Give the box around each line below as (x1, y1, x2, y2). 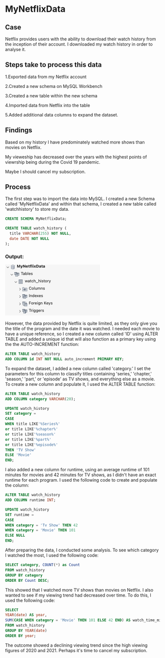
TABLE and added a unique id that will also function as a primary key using (5, 336, 156, 342)
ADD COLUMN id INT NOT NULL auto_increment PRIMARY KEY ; (5, 356, 124, 362)
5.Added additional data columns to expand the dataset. (5, 112, 119, 117)
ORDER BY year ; (5, 633, 36, 638)
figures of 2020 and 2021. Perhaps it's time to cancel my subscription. (5, 647, 147, 653)
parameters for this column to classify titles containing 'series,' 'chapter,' (5, 371, 152, 376)
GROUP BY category (5, 572, 43, 578)
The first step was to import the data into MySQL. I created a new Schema (5, 196, 155, 202)
